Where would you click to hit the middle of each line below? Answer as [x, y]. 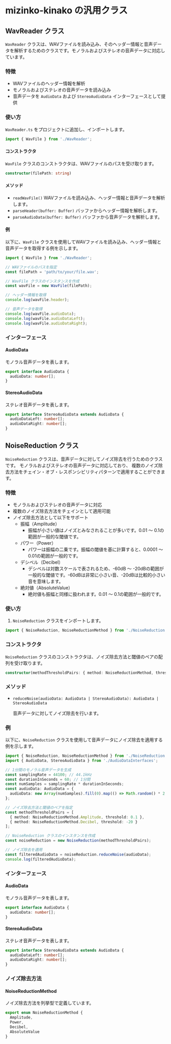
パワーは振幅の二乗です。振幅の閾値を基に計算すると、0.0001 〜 [95, 549]
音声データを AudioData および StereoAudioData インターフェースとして [87, 96]
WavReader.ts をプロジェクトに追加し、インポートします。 [66, 129]
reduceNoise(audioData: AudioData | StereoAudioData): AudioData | [85, 699]
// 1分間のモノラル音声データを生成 [38, 770]
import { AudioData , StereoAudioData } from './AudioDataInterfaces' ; [82, 760]
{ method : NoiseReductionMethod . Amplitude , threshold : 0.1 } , [77, 817]
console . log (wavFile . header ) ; [37, 300]
